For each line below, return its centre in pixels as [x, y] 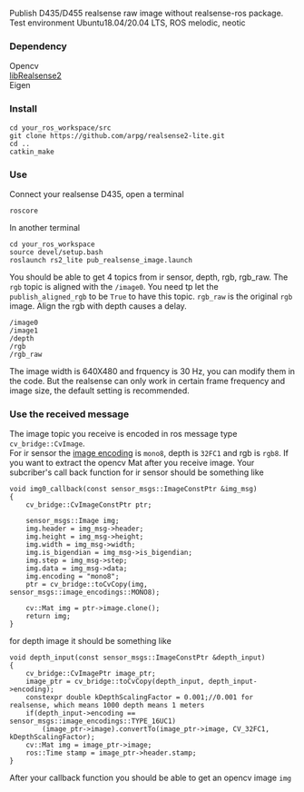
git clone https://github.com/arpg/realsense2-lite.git [117, 135]
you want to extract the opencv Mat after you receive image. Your [132, 463]
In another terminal [44, 227]
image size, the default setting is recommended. [100, 391]
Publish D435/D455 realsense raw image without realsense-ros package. [147, 13]
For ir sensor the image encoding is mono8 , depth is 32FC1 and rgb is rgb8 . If [149, 453]
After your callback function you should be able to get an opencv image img [151, 778]
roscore [24, 211]
